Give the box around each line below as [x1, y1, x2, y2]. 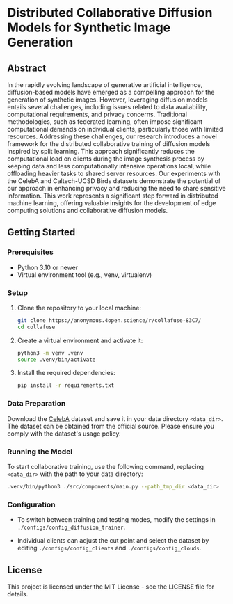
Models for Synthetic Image [7, 19, 171, 35]
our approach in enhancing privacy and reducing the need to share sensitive [7, 184, 226, 192]
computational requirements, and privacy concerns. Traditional [7, 110, 188, 118]
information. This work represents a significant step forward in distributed [7, 191, 218, 200]
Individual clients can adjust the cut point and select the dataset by [17, 537, 209, 545]
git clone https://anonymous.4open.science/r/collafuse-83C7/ [17, 317, 202, 324]
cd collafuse [17, 324, 56, 331]
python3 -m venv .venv [17, 349, 83, 356]
